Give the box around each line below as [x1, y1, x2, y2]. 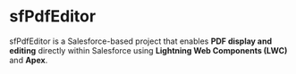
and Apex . [9, 54, 48, 65]
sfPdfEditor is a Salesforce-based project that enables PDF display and [9, 36, 273, 46]
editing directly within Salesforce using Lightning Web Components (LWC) [9, 45, 288, 55]
